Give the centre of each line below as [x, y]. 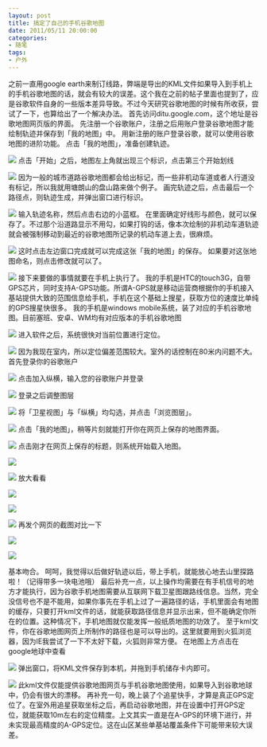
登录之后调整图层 [46, 395]
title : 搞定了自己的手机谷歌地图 [56, 23]
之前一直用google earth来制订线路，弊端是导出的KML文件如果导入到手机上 [130, 84]
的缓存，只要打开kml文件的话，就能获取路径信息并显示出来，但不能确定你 [129, 611]
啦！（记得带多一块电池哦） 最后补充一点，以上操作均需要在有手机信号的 [128, 581]
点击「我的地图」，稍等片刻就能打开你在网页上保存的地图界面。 [121, 429]
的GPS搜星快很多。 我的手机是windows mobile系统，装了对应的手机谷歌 [126, 307]
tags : [17, 53]
